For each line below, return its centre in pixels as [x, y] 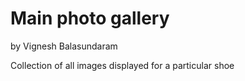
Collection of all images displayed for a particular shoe [122, 65]
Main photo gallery [90, 18]
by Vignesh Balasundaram [64, 46]
